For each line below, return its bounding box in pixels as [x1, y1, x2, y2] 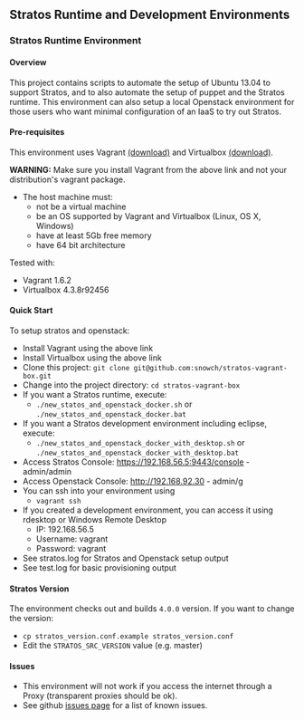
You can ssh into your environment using [22, 485, 176, 496]
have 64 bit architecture [35, 239, 126, 250]
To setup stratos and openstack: [9, 325, 130, 336]
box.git [22, 371, 52, 380]
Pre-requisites [9, 127, 65, 138]
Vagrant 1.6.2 [22, 274, 72, 285]
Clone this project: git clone [22, 361, 130, 372]
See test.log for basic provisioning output [22, 562, 176, 573]
